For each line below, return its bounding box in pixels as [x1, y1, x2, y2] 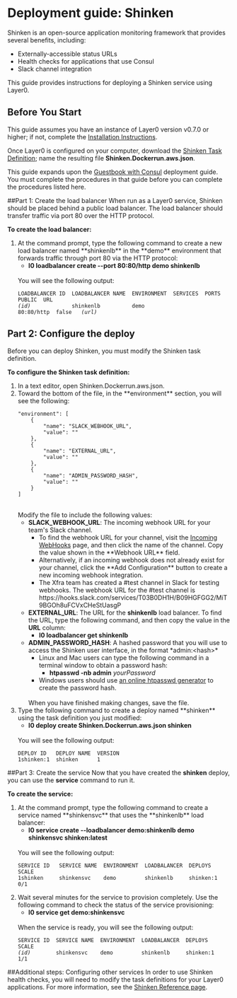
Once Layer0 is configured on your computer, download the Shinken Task [7, 146, 222, 155]
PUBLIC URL [17, 296, 53, 303]
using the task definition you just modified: [17, 713, 142, 722]
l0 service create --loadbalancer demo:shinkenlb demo [28, 825, 195, 834]
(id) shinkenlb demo [17, 302, 145, 309]
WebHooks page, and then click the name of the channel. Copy [38, 540, 224, 549]
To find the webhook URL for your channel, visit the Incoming [38, 533, 218, 542]
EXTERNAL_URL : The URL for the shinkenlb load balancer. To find [28, 608, 222, 617]
